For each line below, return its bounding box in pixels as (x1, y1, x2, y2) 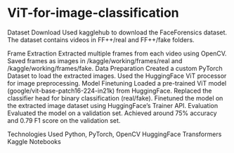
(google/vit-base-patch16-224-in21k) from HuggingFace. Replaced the (7, 86, 212, 95)
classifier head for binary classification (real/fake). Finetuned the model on (7, 93, 223, 102)
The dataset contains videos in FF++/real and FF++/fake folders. (7, 35, 195, 44)
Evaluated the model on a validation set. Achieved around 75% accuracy (7, 109, 217, 117)
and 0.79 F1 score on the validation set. (7, 116, 121, 124)
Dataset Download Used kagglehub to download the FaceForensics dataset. (7, 28, 227, 36)
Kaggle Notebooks (7, 137, 61, 145)
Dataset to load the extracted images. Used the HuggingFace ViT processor (7, 72, 227, 80)
